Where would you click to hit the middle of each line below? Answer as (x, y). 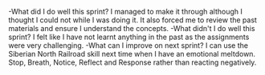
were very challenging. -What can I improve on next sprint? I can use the (128, 45)
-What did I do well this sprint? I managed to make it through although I (126, 12)
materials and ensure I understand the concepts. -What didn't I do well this (132, 28)
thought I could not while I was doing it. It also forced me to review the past (132, 20)
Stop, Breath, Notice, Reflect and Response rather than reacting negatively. (132, 62)
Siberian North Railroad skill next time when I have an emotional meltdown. (132, 54)
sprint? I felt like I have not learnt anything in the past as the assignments (129, 37)
